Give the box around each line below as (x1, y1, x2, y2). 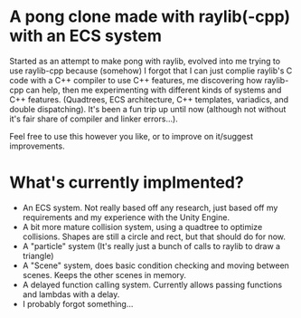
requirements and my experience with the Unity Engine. (22, 211, 230, 223)
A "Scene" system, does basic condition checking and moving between (22, 260, 289, 271)
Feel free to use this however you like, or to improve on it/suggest (9, 130, 253, 141)
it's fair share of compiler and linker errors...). (9, 113, 178, 124)
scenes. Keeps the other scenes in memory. (22, 269, 187, 280)
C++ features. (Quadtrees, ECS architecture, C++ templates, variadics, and (9, 93, 289, 105)
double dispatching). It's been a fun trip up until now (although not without (9, 103, 287, 114)
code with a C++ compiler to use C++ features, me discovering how (9, 74, 263, 85)
